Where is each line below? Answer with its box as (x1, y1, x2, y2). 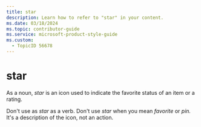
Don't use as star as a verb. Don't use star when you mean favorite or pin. (6, 107, 191, 114)
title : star (6, 9, 36, 15)
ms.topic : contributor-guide (6, 26, 80, 32)
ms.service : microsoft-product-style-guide (6, 32, 118, 38)
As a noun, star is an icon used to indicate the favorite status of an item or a (6, 89, 195, 96)
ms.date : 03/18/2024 (6, 20, 59, 26)
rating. (6, 95, 22, 103)
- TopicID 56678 (12, 43, 53, 49)
